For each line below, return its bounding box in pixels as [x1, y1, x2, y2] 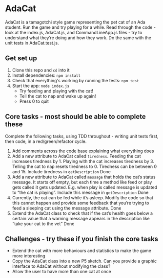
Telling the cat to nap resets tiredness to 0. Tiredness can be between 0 [12, 163, 157, 169]
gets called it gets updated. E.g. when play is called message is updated [12, 184, 158, 190]
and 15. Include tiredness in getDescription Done [12, 168, 111, 174]
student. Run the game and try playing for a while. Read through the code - [5, 24, 156, 30]
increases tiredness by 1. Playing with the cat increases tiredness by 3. [12, 158, 155, 164]
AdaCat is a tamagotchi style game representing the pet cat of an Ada [5, 19, 145, 25]
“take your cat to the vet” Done [12, 221, 75, 227]
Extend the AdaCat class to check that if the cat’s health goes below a [12, 210, 153, 216]
